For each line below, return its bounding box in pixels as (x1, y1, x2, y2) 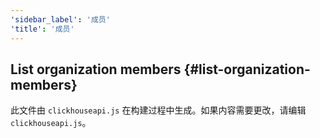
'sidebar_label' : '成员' (10, 14, 111, 25)
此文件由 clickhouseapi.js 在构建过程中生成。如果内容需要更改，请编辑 (10, 104, 307, 116)
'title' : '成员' (10, 24, 75, 34)
